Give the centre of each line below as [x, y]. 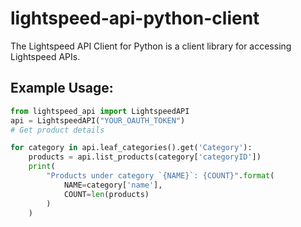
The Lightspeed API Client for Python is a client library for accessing [151, 46]
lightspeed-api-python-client [135, 18]
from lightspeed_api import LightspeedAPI [100, 111]
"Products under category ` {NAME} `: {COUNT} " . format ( [160, 176]
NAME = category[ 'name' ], [113, 185]
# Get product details [57, 130]
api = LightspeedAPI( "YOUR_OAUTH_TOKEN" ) [98, 120]
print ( [42, 167]
